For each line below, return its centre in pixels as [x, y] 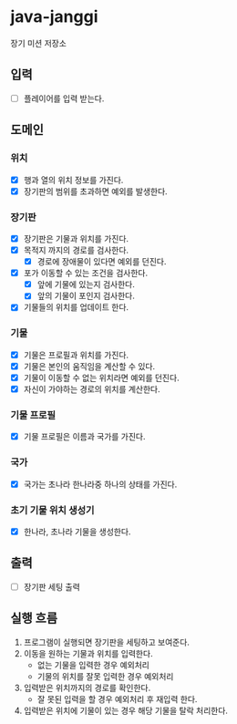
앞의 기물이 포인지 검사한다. [86, 296]
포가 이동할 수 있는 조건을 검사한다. [86, 273]
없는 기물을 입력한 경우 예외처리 [93, 665]
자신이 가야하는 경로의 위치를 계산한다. [92, 388]
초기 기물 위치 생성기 [52, 510]
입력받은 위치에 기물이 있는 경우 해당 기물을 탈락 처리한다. [126, 710]
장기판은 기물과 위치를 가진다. [76, 238]
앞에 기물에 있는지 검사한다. [86, 284]
